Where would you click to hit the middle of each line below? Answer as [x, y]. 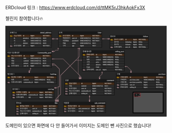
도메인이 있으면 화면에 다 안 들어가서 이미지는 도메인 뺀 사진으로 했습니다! [78, 125]
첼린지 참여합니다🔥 [24, 18]
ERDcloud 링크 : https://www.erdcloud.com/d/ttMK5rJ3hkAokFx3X [75, 7]
